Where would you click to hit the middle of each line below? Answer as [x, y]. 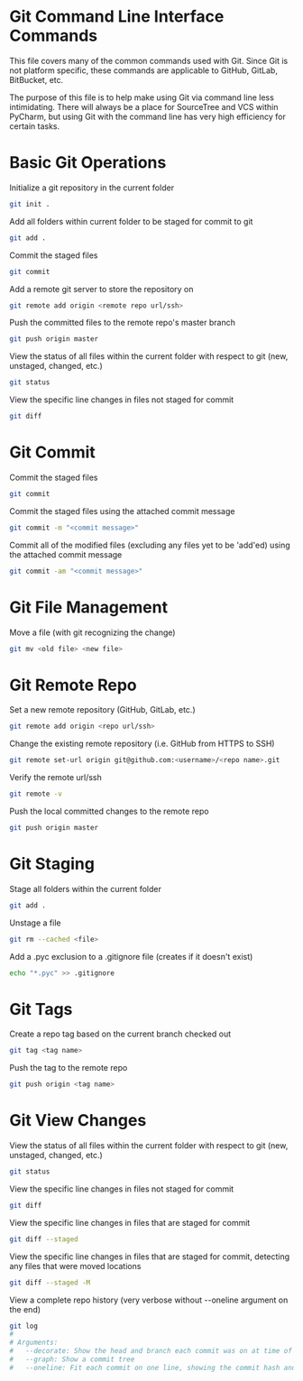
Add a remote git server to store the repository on [101, 289]
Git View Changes [78, 1121]
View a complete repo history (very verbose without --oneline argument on [149, 1300]
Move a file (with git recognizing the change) [92, 632]
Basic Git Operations [88, 163]
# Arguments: [34, 1343]
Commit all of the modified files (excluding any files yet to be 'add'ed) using [150, 545]
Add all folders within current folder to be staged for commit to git [131, 221]
